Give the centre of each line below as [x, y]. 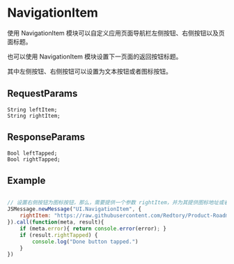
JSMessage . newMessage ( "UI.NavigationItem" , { [74, 209]
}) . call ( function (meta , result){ [56, 222]
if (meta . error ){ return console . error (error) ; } [93, 228]
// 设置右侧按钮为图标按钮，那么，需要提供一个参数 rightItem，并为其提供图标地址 [113, 203]
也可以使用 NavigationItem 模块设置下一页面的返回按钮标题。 [95, 56]
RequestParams [42, 94]
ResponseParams [46, 137]
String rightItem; [34, 116]
